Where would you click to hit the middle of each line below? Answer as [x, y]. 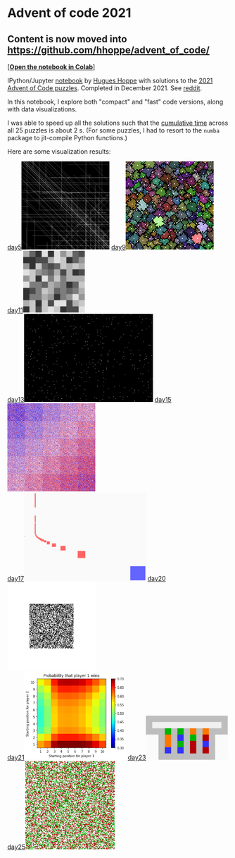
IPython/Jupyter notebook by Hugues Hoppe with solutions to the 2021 [110, 80]
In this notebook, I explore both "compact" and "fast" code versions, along [115, 102]
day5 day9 [67, 247]
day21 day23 [77, 757]
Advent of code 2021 [69, 13]
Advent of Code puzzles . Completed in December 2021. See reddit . [105, 88]
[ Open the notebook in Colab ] [51, 67]
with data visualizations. [42, 109]
